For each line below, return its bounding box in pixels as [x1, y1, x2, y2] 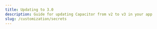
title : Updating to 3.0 [5, 7, 54, 12]
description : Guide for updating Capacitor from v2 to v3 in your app [5, 12, 153, 17]
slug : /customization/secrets [5, 16, 67, 21]
